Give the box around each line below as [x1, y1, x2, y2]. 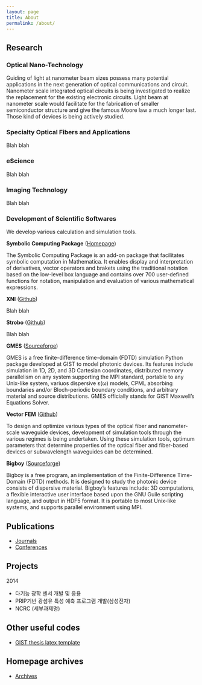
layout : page [6, 8, 39, 15]
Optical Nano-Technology [6, 60, 83, 69]
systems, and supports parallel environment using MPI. [6, 504, 143, 511]
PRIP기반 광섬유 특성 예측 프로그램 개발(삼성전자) [14, 597, 131, 605]
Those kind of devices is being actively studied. [6, 113, 125, 120]
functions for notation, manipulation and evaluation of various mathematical [6, 278, 194, 285]
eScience [6, 157, 34, 165]
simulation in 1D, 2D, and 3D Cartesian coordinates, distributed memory [6, 367, 184, 374]
